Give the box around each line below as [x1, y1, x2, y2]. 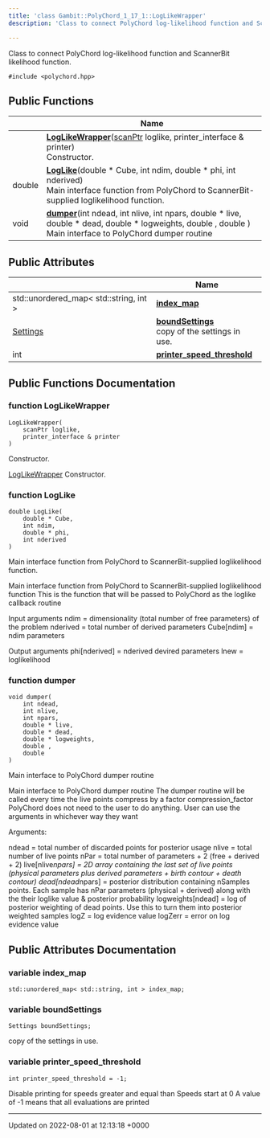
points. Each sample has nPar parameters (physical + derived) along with [8, 886, 251, 895]
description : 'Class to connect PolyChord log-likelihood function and [8, 19, 253, 27]
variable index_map [8, 967, 87, 978]
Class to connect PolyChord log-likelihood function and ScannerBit [8, 48, 231, 58]
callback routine [8, 598, 62, 608]
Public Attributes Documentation [8, 943, 177, 956]
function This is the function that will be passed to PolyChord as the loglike [8, 590, 256, 600]
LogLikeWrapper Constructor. [8, 469, 106, 479]
